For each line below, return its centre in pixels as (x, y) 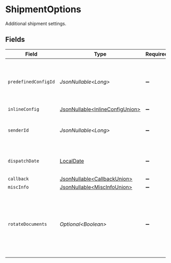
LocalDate (72, 161)
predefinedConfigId (31, 82)
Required (156, 54)
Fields (15, 40)
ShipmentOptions (43, 9)
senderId (18, 130)
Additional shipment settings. (36, 23)
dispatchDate (24, 161)
